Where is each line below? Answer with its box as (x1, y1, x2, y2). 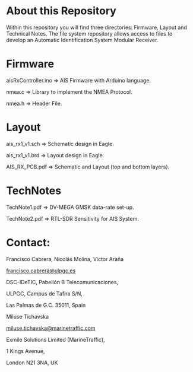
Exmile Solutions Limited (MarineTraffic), (6, 336, 105, 343)
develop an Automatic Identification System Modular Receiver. (6, 36, 159, 43)
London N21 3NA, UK (6, 359, 58, 366)
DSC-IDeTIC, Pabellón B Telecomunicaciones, (6, 278, 119, 285)
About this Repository (6, 4, 117, 18)
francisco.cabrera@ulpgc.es (6, 267, 76, 274)
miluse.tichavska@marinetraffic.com (6, 325, 96, 332)
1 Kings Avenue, (6, 347, 46, 354)
